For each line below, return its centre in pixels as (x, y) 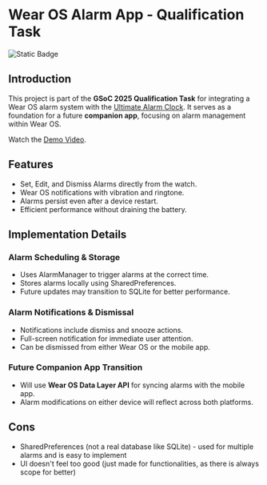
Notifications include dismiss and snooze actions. (102, 330)
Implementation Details (68, 234)
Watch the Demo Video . (47, 139)
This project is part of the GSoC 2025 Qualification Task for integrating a (129, 98)
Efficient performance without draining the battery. (104, 209)
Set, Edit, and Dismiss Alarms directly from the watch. (108, 184)
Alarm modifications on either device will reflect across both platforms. (136, 402)
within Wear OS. (35, 124)
